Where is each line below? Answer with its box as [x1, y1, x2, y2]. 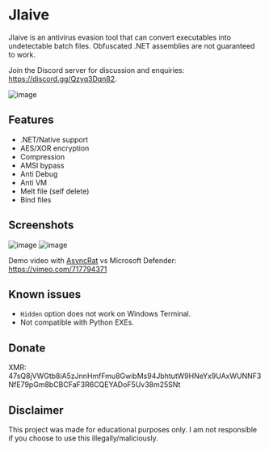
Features [8, 113, 54, 127]
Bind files [19, 194, 52, 204]
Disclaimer [8, 403, 64, 417]
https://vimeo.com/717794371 [8, 264, 107, 274]
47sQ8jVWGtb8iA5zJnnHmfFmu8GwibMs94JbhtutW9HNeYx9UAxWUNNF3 [8, 371, 262, 381]
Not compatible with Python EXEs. [19, 317, 135, 327]
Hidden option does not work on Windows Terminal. [19, 309, 191, 319]
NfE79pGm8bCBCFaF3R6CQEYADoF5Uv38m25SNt [8, 380, 181, 389]
